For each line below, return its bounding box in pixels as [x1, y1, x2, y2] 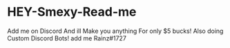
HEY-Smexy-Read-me [7, 4, 137, 20]
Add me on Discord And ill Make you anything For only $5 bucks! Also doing [7, 27, 224, 35]
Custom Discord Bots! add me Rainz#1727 [7, 34, 126, 42]
